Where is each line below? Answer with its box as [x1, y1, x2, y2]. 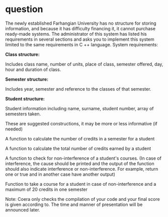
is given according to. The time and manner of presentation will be [5, 201, 143, 207]
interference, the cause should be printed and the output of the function [5, 160, 154, 167]
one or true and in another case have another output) [5, 171, 116, 177]
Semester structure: [5, 76, 49, 82]
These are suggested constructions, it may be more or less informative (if [5, 120, 157, 126]
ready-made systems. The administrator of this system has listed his [5, 31, 147, 37]
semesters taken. [5, 111, 41, 117]
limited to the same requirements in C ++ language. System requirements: [5, 41, 158, 47]
